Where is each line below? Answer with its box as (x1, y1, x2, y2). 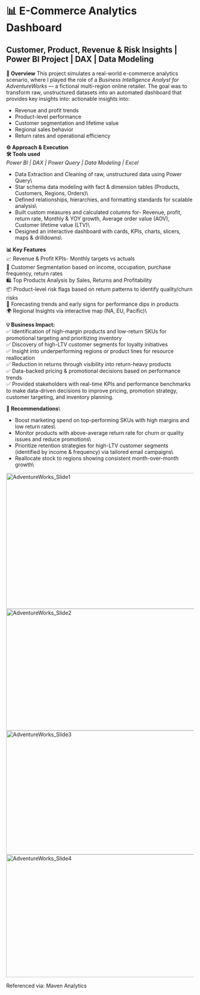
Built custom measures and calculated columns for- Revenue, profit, (14, 209, 182, 216)
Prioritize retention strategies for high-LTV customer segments (14, 442, 168, 449)
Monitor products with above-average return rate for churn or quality (14, 429, 184, 436)
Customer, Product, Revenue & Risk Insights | (6, 45, 177, 55)
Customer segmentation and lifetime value (14, 119, 119, 127)
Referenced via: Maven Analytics (6, 982, 87, 989)
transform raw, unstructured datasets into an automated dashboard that (6, 89, 182, 96)
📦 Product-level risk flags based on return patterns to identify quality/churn (6, 285, 193, 293)
